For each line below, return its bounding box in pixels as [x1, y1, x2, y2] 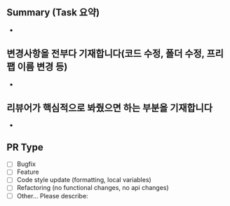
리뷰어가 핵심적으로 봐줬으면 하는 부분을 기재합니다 [6, 102, 213, 114]
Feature [16, 167, 39, 177]
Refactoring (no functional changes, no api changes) [16, 184, 169, 192]
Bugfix [16, 160, 36, 168]
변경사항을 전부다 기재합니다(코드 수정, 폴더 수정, [6, 48, 205, 60]
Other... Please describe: [16, 191, 88, 200]
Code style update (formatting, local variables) [16, 176, 151, 184]
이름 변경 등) [17, 61, 68, 73]
